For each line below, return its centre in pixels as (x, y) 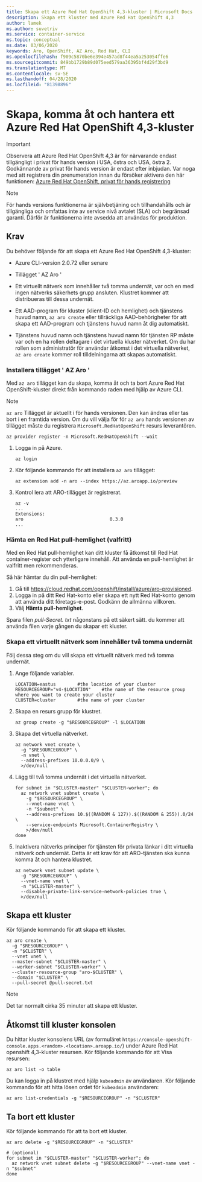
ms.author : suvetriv (32, 29)
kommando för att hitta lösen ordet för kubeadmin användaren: (83, 1087)
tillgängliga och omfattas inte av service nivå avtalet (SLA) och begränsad (98, 211)
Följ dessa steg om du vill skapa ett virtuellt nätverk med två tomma (90, 655)
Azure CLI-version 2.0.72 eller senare (62, 262)
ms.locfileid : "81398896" (39, 85)
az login (26, 459)
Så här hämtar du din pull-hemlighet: (52, 577)
